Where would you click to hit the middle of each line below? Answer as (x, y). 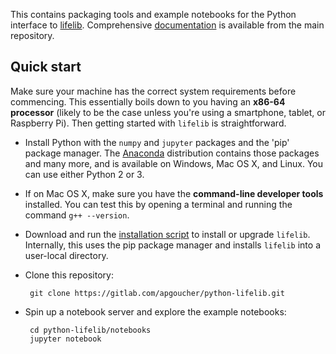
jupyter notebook (65, 339)
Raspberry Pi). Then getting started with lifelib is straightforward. (148, 123)
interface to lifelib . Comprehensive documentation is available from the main (167, 25)
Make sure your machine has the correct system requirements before (153, 91)
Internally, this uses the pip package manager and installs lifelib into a (172, 245)
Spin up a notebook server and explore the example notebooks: (155, 311)
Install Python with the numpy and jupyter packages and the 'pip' (157, 142)
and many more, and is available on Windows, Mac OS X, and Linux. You (174, 163)
